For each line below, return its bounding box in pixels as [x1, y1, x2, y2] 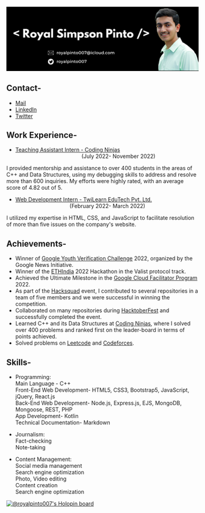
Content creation [15, 482, 58, 489]
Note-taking [15, 444, 46, 451]
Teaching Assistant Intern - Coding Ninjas [15, 146, 120, 154]
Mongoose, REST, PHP [15, 406, 73, 413]
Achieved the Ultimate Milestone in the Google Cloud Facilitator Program [15, 274, 198, 282]
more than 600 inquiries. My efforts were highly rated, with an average [6, 178, 184, 185]
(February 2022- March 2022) [69, 203, 145, 210]
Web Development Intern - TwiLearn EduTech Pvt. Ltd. [15, 196, 153, 203]
